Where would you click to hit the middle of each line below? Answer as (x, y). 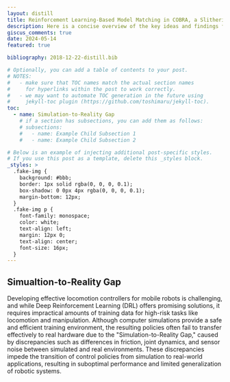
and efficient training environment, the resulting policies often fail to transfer (114, 328)
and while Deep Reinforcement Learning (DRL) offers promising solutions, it (114, 306)
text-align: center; (49, 241)
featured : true (29, 45)
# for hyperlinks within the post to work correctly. (91, 89)
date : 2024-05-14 (32, 39)
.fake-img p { (33, 209)
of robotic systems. (34, 371)
